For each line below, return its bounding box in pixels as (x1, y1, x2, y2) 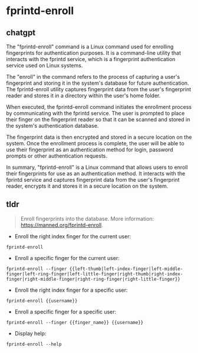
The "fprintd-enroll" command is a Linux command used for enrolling (6, 43, 174, 50)
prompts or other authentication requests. (6, 152, 108, 159)
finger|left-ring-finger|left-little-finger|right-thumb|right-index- (6, 271, 183, 277)
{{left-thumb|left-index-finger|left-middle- (69, 266, 183, 272)
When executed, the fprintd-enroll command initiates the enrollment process (6, 104, 192, 110)
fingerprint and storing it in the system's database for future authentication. (6, 79, 190, 86)
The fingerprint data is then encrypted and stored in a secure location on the (6, 134, 192, 141)
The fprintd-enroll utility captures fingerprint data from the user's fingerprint (6, 86, 192, 92)
